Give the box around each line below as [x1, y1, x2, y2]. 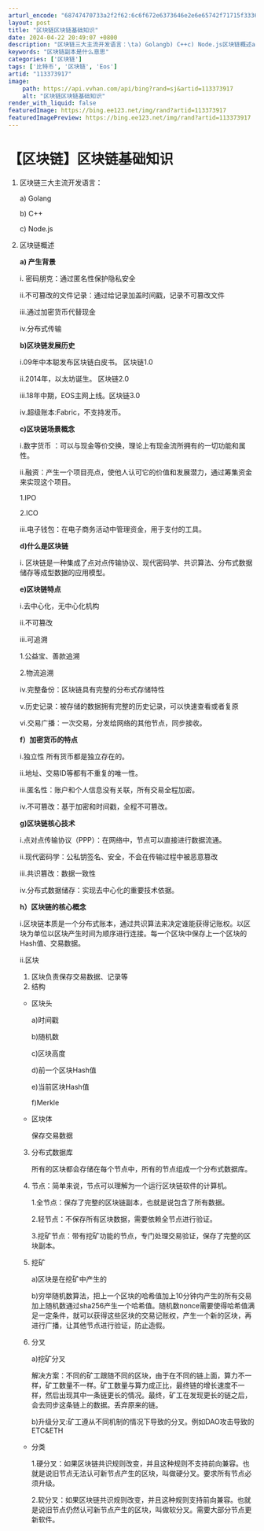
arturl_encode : [8, 11, 58, 20]
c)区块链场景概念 [19, 424, 75, 433]
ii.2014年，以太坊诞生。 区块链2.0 [19, 374, 130, 383]
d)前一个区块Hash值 [31, 1065, 97, 1075]
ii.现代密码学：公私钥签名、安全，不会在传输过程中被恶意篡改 [19, 851, 218, 861]
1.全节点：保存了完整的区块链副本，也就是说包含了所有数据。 [31, 1197, 229, 1207]
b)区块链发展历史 [19, 340, 75, 350]
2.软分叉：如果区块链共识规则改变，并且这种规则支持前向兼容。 [31, 1495, 238, 1504]
